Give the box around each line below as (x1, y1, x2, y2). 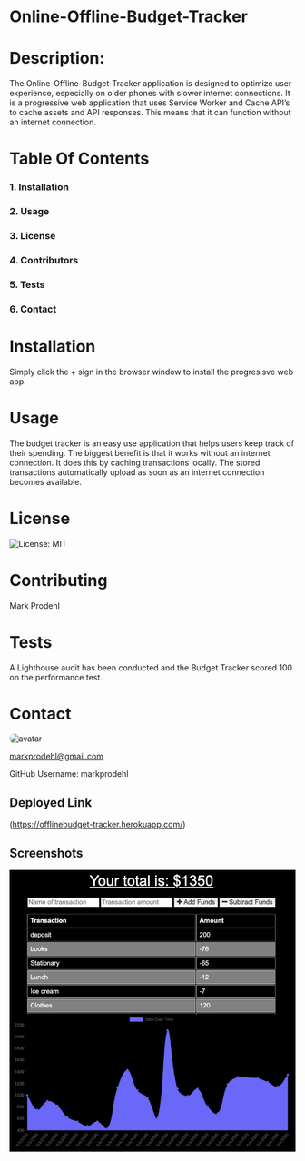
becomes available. (9, 476, 82, 487)
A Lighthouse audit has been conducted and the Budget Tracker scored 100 (9, 661, 293, 673)
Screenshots (9, 845, 84, 860)
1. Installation (9, 181, 70, 193)
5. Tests (9, 278, 45, 291)
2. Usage (9, 205, 50, 218)
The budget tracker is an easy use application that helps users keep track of (9, 438, 295, 449)
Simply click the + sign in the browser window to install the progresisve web (9, 366, 293, 377)
